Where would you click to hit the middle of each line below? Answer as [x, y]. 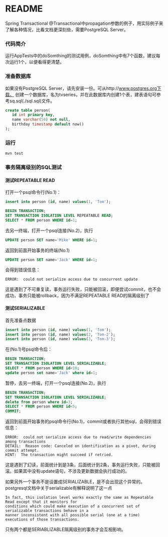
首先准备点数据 [21, 320]
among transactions [26, 442]
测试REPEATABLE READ [30, 180]
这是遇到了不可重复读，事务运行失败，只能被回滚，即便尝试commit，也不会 [83, 289]
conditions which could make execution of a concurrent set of [73, 506]
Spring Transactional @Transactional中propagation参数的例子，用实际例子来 [84, 23]
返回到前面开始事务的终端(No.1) [38, 250]
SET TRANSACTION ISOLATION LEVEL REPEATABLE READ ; [59, 216]
